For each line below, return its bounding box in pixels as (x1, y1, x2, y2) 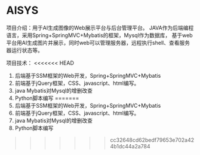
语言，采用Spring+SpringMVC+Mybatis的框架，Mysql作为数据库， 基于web (6, 31, 193, 39)
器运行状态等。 (6, 46, 43, 54)
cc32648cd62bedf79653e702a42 (110, 136, 195, 144)
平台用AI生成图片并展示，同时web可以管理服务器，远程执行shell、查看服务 (6, 39, 190, 46)
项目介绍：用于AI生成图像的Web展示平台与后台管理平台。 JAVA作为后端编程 (6, 24, 194, 31)
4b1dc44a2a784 (110, 142, 150, 150)
